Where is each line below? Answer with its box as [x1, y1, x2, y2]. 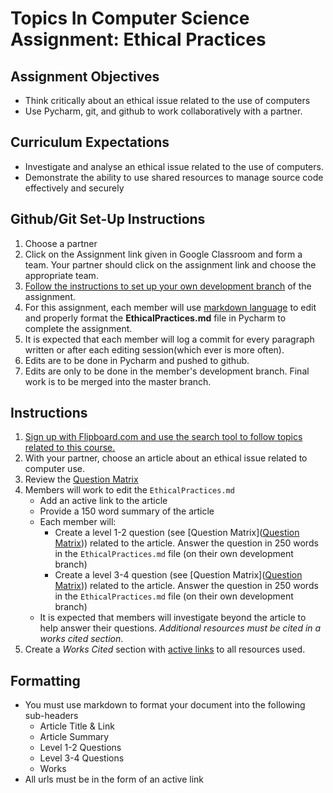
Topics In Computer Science [10, 7, 250, 30]
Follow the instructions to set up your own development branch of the [24, 280, 312, 292]
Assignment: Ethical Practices [10, 28, 267, 51]
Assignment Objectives [10, 68, 160, 85]
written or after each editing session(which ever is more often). [24, 343, 285, 356]
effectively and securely [24, 182, 125, 194]
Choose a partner [24, 237, 98, 249]
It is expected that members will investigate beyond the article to [39, 612, 307, 624]
